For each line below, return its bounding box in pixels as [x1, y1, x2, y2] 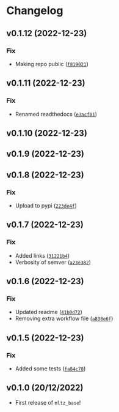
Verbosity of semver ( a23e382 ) [15, 258, 92, 266]
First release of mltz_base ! [15, 399, 81, 406]
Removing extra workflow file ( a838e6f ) [15, 315, 114, 322]
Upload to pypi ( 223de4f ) [15, 202, 78, 209]
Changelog [6, 4, 63, 18]
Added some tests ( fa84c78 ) [15, 365, 86, 372]
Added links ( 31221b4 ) [15, 252, 70, 259]
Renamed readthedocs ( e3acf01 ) [15, 110, 98, 118]
